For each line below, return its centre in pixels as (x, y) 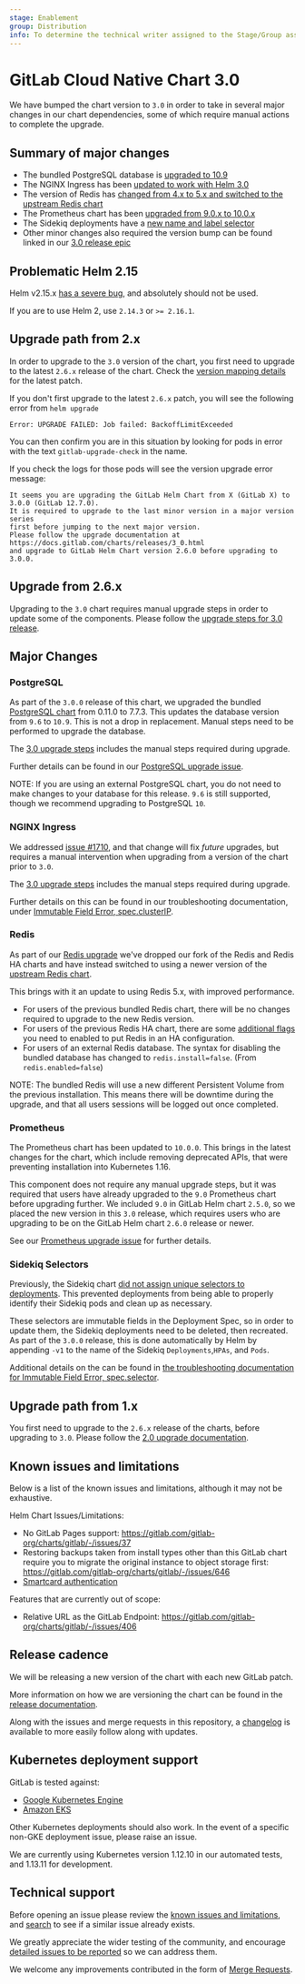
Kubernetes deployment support (104, 1761)
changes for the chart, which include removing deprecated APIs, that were (149, 1158)
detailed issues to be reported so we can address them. (113, 1951)
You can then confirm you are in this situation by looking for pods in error (146, 441)
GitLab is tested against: (54, 1782)
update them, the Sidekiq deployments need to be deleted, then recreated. (149, 1331)
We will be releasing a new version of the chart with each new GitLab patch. (151, 1676)
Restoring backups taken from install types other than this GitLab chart (155, 1553)
